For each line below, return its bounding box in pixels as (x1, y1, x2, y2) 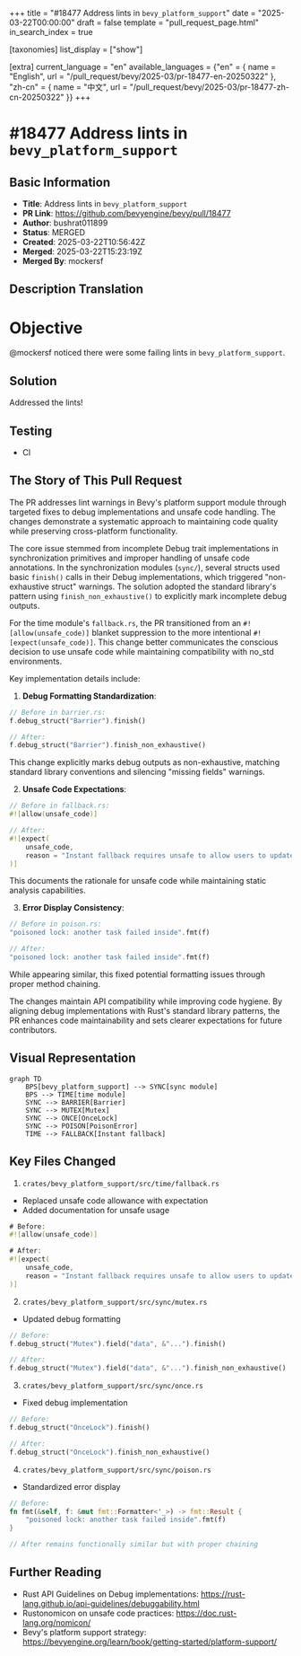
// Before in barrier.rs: (9, 708, 106, 717)
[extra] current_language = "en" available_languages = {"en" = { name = (9, 62, 276, 72)
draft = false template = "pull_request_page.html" (76, 17, 260, 28)
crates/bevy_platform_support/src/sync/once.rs (21, 1382, 203, 1391)
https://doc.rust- (176, 1608, 237, 1618)
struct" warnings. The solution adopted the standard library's (50, 581, 277, 592)
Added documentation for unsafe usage (21, 1204, 170, 1215)
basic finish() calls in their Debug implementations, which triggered (9, 571, 263, 582)
